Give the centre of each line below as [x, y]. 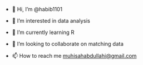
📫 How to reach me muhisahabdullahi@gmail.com [74, 56]
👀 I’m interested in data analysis [51, 21]
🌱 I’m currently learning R [43, 32]
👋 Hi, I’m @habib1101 [37, 9]
